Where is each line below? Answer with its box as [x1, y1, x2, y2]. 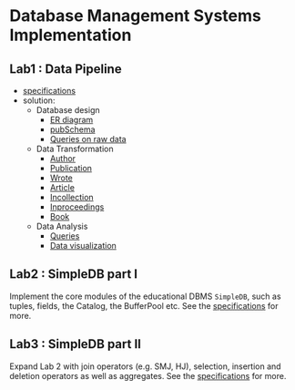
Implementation [9, 25, 132, 46]
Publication [49, 163, 93, 173]
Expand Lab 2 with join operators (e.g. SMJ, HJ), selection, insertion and [9, 361, 281, 372]
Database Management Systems [9, 5, 262, 26]
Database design [36, 105, 100, 115]
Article [49, 182, 76, 192]
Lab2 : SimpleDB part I [9, 266, 138, 282]
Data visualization [49, 241, 117, 251]
